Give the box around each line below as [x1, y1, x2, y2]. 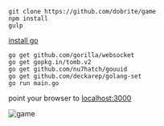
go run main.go [8, 79, 59, 87]
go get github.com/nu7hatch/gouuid [8, 65, 128, 73]
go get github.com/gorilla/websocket [8, 51, 135, 59]
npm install [8, 14, 48, 22]
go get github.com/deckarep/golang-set [8, 72, 142, 80]
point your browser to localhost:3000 [8, 93, 132, 103]
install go [8, 36, 39, 45]
